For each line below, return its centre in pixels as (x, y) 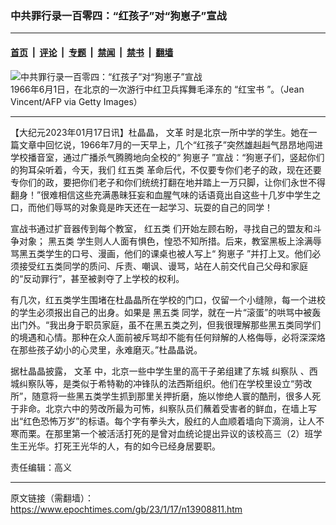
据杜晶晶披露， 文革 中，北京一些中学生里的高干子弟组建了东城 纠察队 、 (160, 371)
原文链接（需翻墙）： (52, 498)
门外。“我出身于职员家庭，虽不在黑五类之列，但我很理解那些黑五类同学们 (170, 324)
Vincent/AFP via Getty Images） (76, 101)
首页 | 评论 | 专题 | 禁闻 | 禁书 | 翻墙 (92, 52)
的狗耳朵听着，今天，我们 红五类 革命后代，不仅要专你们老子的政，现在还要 (166, 169)
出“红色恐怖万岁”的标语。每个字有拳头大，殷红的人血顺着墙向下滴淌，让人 (163, 421)
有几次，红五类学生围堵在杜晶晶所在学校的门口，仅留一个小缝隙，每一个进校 (168, 299)
